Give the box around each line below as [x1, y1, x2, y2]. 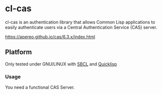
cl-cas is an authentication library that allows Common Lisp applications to [5, 19, 156, 25]
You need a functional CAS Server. [5, 84, 75, 91]
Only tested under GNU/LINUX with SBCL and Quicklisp [5, 61, 117, 67]
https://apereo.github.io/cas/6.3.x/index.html [5, 34, 95, 40]
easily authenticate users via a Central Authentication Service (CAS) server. [5, 24, 158, 30]
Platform [5, 48, 32, 56]
